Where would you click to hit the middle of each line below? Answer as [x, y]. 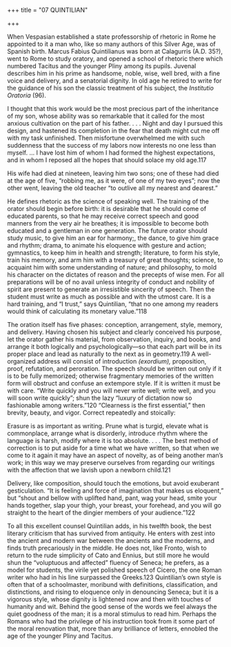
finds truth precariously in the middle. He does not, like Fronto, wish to [107, 548]
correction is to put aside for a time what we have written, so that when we [113, 448]
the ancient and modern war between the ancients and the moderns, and [111, 540]
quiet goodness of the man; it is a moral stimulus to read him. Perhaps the [112, 614]
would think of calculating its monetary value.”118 [77, 311]
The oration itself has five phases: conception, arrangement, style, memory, [115, 325]
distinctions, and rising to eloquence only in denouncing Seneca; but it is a [113, 592]
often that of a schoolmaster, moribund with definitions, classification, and [112, 585]
